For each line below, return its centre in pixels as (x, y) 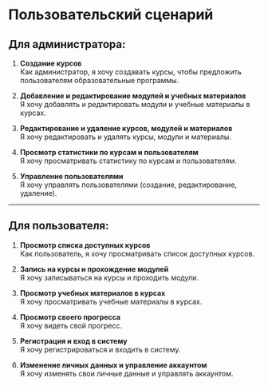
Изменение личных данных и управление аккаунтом (113, 364)
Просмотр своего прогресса (70, 316)
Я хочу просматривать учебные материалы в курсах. (111, 301)
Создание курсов (51, 63)
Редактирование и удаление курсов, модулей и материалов (126, 128)
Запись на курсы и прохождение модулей (94, 269)
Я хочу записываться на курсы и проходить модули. (109, 277)
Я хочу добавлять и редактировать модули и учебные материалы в (135, 104)
